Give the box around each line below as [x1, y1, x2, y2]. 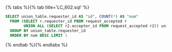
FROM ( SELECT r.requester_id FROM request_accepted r [10, 19, 127, 24]
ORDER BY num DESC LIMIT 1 [10, 33, 68, 38]
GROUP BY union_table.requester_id [10, 28, 86, 33]
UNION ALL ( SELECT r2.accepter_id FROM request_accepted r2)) [24, 23, 159, 28]
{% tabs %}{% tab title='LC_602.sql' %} [5, 5, 90, 10]
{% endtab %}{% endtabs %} [5, 42, 68, 48]
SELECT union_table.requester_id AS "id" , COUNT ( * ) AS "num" [5, 14, 139, 19]
